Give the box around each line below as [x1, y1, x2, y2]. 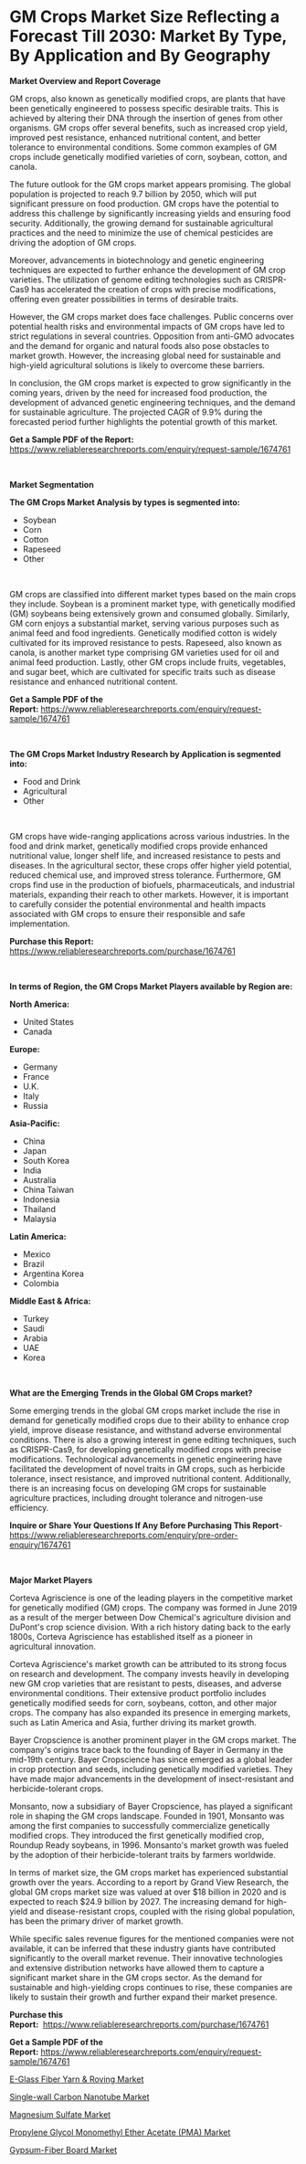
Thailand [22, 1203, 57, 1214]
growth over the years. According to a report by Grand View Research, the [9, 1876, 290, 1887]
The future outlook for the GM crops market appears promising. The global [9, 178, 291, 189]
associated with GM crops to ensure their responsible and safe [9, 908, 246, 919]
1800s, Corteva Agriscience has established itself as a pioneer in [9, 1631, 253, 1641]
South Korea [22, 1155, 70, 1166]
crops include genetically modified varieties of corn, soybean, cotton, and [9, 151, 288, 162]
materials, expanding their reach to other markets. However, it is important [9, 889, 290, 900]
